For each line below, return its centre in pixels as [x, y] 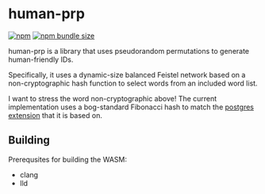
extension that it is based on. [56, 115]
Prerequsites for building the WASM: [67, 159]
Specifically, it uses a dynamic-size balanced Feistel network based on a [127, 74]
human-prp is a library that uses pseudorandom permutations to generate [129, 51]
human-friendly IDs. [41, 59]
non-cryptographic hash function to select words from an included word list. [133, 83]
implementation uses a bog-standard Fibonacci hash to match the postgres [131, 107]
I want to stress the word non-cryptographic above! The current [113, 98]
